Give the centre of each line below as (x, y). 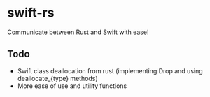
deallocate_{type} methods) (57, 78)
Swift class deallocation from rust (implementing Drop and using (110, 70)
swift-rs (31, 13)
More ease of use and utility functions (72, 86)
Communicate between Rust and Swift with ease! (78, 32)
